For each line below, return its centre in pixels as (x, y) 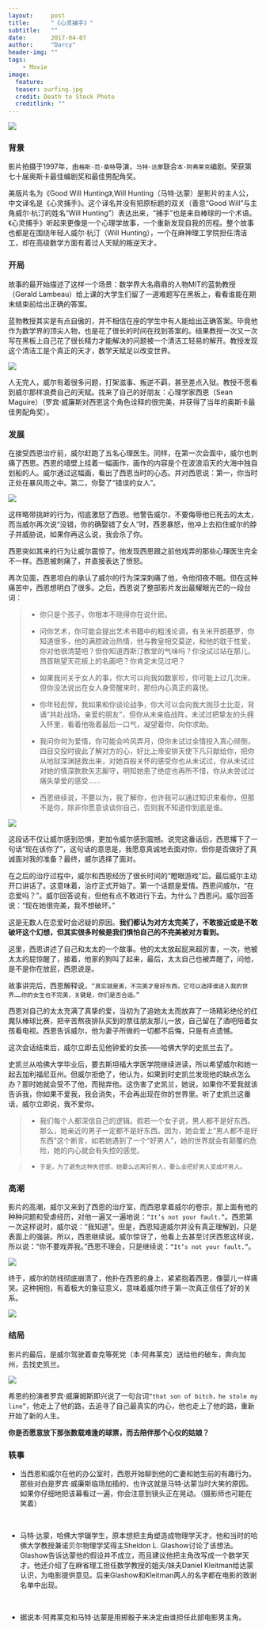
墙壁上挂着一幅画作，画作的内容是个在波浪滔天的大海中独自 (160, 463)
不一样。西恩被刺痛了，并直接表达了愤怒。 (78, 561)
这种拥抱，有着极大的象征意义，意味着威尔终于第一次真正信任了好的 (133, 1288)
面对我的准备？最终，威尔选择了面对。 (77, 859)
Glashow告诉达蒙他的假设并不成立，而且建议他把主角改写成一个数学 (131, 1555)
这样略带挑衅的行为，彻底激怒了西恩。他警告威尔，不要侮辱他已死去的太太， (133, 515)
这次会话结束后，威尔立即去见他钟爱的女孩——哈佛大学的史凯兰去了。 (123, 1048)
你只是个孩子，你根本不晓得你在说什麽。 (105, 615)
